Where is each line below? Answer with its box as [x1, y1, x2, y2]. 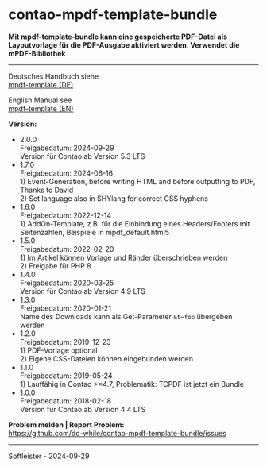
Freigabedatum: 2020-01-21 [19, 303, 111, 313]
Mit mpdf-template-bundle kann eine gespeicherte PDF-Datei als [8, 32, 228, 41]
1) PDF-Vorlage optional [19, 345, 98, 355]
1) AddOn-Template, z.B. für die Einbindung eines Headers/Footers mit [19, 218, 250, 228]
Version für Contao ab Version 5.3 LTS [19, 151, 145, 160]
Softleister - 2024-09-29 [8, 451, 90, 461]
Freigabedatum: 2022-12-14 [19, 210, 112, 220]
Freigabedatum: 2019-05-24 [19, 371, 113, 380]
